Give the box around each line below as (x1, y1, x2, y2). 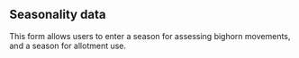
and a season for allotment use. (9, 40, 127, 51)
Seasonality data (9, 7, 106, 22)
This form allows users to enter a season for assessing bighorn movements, (9, 30, 291, 41)
